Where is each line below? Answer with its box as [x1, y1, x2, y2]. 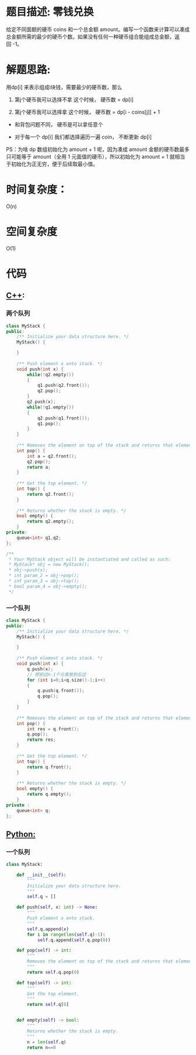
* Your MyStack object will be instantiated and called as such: [8, 556, 171, 562]
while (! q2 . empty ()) [27, 372, 75, 377]
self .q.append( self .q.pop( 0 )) [37, 937, 111, 943]
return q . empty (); [27, 791, 72, 798]
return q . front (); [27, 764, 72, 770]
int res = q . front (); [27, 726, 80, 732]
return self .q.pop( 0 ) [27, 969, 80, 975]
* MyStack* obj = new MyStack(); [8, 562, 90, 568]
